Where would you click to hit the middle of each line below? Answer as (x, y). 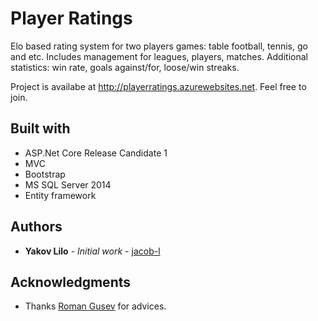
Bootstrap (45, 174)
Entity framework (60, 195)
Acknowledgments (71, 282)
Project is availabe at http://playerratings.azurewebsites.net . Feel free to (158, 86)
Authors (36, 227)
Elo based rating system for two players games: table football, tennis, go (159, 46)
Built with (40, 128)
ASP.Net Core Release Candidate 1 (96, 153)
